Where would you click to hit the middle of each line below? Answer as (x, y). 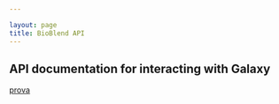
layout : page (33, 25)
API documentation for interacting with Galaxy (140, 68)
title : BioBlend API (47, 33)
